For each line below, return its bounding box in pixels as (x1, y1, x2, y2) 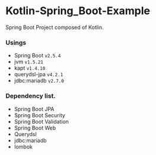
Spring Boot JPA (14, 105, 55, 112)
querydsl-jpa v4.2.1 (14, 71, 63, 78)
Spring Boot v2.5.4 (14, 52, 61, 59)
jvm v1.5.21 (14, 58, 44, 66)
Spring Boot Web (14, 124, 56, 131)
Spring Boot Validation (14, 118, 69, 125)
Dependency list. (5, 92, 56, 100)
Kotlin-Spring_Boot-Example (5, 4, 151, 18)
